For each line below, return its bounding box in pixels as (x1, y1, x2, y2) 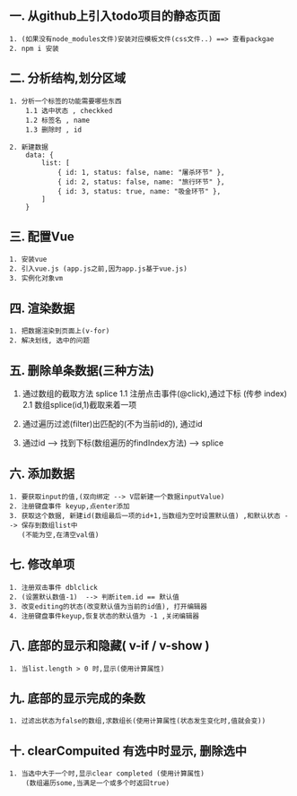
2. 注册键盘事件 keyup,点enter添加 (9, 501, 130, 511)
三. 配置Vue (9, 229, 74, 245)
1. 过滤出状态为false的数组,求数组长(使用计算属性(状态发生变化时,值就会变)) (9, 716, 266, 726)
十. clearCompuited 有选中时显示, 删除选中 (9, 743, 247, 758)
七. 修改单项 (9, 557, 75, 572)
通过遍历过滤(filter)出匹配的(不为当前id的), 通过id (22, 419, 204, 429)
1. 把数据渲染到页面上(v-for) (9, 326, 110, 336)
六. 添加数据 (9, 466, 75, 481)
